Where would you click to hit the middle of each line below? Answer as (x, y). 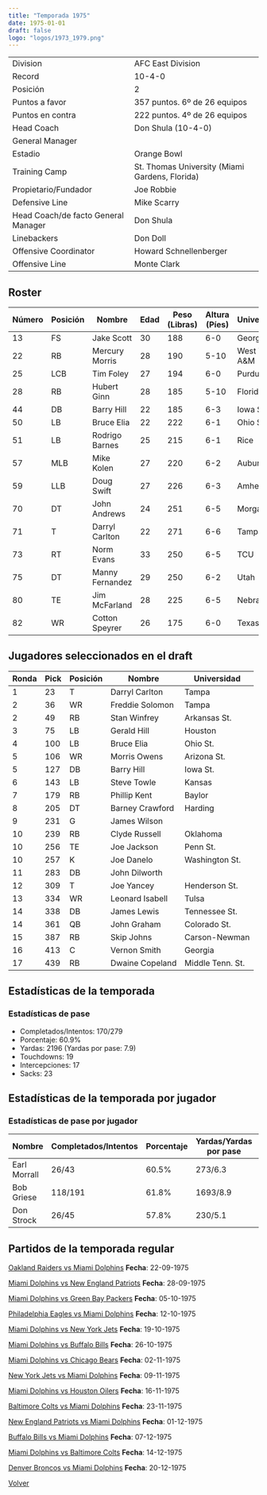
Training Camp (40, 172)
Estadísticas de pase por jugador (73, 1121)
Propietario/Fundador (52, 190)
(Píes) (217, 325)
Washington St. (213, 860)
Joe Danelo (132, 860)
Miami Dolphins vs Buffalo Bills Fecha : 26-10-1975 (90, 1345)
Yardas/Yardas (224, 1142)
